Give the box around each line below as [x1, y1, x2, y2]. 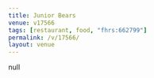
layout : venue [8, 41, 56, 49]
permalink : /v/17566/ [8, 33, 80, 42]
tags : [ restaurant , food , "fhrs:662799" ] [8, 26, 148, 34]
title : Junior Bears [8, 11, 77, 20]
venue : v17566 [8, 19, 56, 27]
